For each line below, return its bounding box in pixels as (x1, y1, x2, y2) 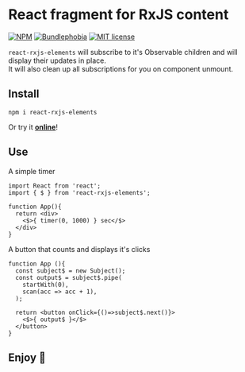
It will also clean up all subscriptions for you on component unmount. (8, 64, 234, 73)
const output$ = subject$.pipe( (15, 273, 123, 281)
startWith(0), (22, 281, 69, 289)
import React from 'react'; (8, 181, 101, 190)
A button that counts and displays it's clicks (8, 244, 151, 254)
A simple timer (8, 166, 56, 176)
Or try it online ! (8, 122, 58, 132)
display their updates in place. (8, 56, 107, 65)
